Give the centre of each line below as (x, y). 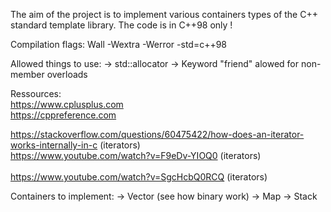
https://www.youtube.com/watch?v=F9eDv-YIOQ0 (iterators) (136, 155)
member (27, 74)
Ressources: (36, 93)
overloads (67, 74)
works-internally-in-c (54, 145)
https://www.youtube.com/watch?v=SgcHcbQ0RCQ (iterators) (139, 177)
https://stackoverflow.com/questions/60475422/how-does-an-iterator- (157, 134)
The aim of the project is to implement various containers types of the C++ (164, 14)
